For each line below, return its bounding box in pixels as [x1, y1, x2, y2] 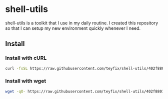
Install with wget [5, 78, 46, 85]
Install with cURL [5, 55, 47, 62]
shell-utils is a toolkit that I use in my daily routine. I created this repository [5, 20, 158, 26]
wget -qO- [5, 89, 26, 94]
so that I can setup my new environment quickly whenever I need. [5, 25, 141, 31]
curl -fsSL [5, 66, 28, 71]
